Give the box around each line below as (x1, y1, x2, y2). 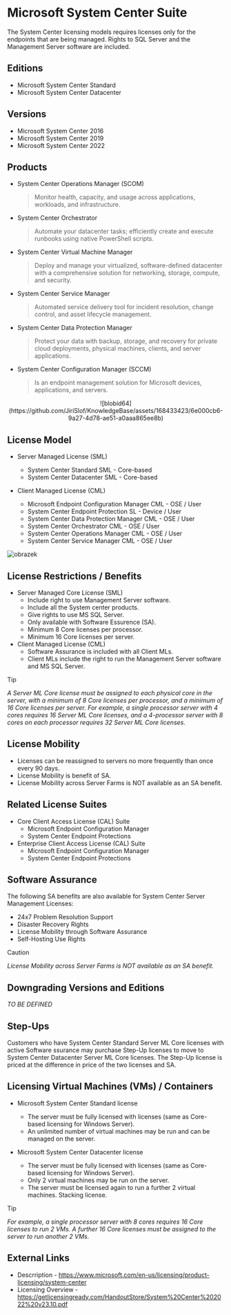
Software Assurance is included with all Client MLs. (27, 647, 174, 655)
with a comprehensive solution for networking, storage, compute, (34, 268, 221, 277)
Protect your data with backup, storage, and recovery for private (34, 337, 218, 345)
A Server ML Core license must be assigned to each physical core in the (7, 689, 212, 697)
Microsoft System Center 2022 (17, 141, 106, 149)
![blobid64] (99, 399, 132, 407)
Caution (7, 948, 30, 957)
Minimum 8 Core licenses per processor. (27, 625, 143, 634)
